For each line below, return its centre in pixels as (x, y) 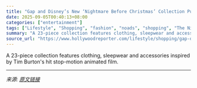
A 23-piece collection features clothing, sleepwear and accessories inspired (98, 55)
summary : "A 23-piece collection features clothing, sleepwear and (90, 33)
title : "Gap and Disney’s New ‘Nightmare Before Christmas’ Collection (95, 11)
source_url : (21, 39)
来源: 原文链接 (23, 79)
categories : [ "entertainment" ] (44, 22)
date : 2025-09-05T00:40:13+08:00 (47, 17)
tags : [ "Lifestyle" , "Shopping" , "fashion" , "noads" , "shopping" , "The (96, 28)
